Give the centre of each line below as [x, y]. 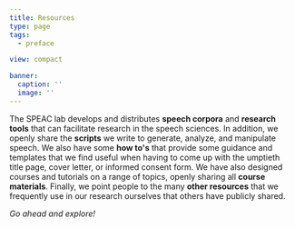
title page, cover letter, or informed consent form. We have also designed [146, 167]
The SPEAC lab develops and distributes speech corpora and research [143, 118]
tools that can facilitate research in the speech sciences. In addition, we [144, 128]
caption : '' [40, 84]
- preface [36, 43]
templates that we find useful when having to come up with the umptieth [145, 157]
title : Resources [42, 18]
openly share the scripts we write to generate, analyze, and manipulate [143, 138]
